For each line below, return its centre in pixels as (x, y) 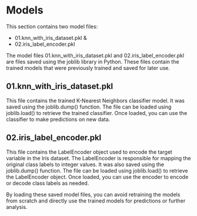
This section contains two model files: (52, 26)
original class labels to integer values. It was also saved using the (85, 164)
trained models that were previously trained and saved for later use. (88, 67)
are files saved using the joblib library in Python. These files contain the (93, 62)
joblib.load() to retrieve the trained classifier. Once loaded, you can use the (97, 113)
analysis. (17, 207)
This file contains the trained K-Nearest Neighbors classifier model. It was (96, 100)
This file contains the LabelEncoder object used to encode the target (89, 152)
